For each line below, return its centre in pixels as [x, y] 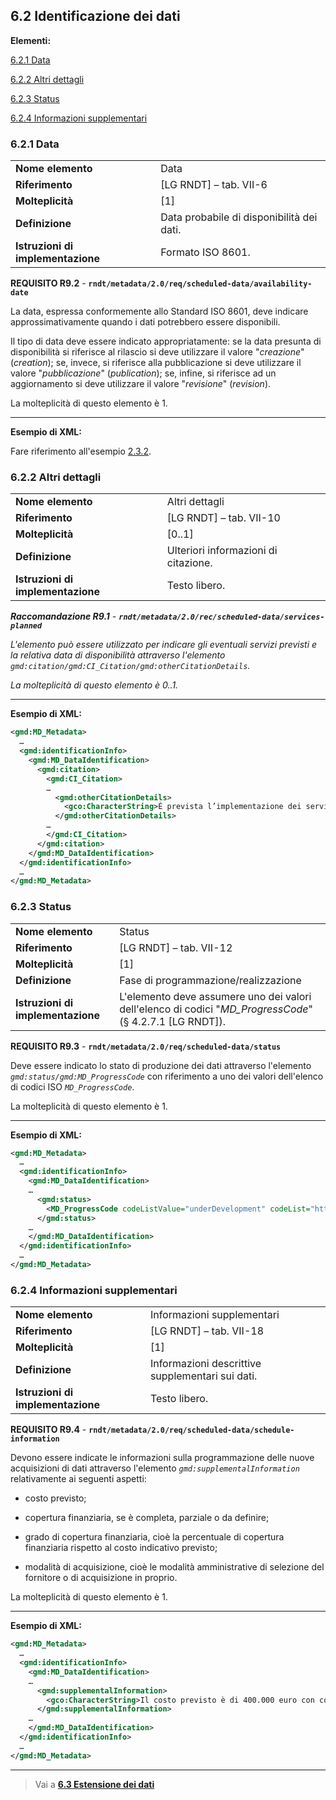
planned [26, 626]
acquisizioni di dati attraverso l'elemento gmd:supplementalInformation [155, 1468]
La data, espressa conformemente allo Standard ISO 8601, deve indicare [159, 311]
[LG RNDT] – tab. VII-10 [223, 518]
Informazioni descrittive [205, 1364]
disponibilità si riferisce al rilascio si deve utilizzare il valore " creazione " [157, 352]
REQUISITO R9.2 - [48, 283]
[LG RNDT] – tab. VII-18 [207, 1331]
